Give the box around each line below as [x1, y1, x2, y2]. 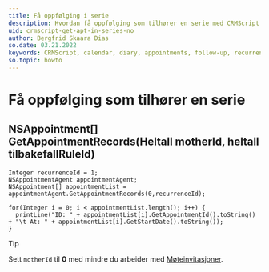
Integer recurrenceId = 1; [8, 169, 98, 177]
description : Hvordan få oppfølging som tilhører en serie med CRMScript [8, 19, 260, 27]
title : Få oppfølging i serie [8, 11, 110, 20]
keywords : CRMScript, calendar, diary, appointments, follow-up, [8, 49, 231, 57]
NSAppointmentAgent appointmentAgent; [8, 175, 138, 184]
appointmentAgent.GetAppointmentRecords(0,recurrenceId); [8, 190, 206, 198]
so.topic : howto [8, 57, 62, 65]
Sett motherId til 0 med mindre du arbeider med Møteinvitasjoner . [8, 254, 223, 264]
